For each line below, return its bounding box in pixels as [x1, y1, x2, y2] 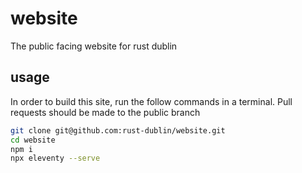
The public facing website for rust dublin [10, 40, 178, 52]
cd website [10, 135, 56, 145]
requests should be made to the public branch [10, 106, 201, 118]
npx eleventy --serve [10, 153, 101, 164]
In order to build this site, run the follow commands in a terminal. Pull [10, 95, 293, 107]
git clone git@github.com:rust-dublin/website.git [10, 125, 226, 136]
